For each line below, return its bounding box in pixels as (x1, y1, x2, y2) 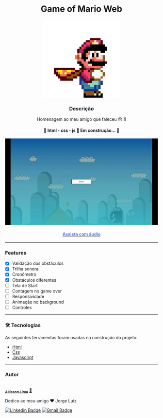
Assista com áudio (62, 231, 101, 237)
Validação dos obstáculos (12, 260, 64, 266)
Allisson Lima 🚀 (5, 387, 33, 395)
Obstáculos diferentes (12, 277, 57, 283)
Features (5, 249, 27, 256)
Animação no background (12, 299, 64, 305)
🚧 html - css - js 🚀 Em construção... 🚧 (43, 127, 120, 133)
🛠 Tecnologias (5, 322, 41, 328)
